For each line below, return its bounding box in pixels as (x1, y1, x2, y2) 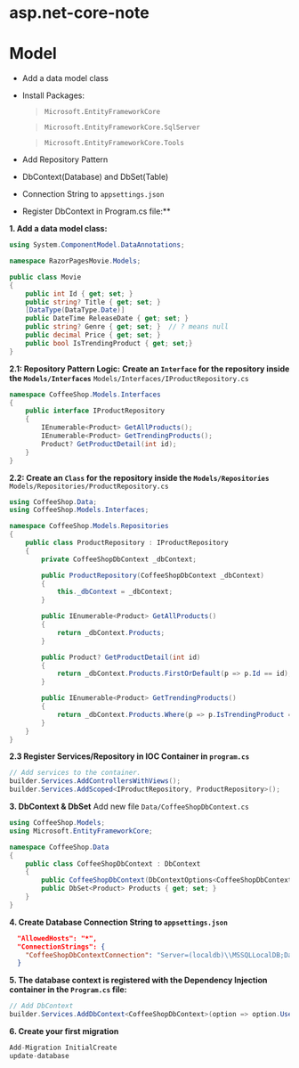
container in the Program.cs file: (9, 984, 127, 995)
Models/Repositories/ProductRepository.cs (9, 482, 169, 491)
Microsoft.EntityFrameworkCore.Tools (44, 139, 185, 148)
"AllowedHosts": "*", (17, 933, 98, 942)
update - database (9, 1051, 69, 1060)
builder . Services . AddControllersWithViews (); (9, 777, 181, 786)
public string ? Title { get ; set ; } (25, 298, 162, 306)
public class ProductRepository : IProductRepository (25, 538, 229, 547)
